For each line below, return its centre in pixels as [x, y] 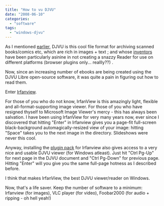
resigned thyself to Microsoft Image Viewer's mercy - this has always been [81, 112]
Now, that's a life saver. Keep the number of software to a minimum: [74, 188]
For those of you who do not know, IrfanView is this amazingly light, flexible [82, 101]
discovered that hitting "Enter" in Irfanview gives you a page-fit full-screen [81, 122]
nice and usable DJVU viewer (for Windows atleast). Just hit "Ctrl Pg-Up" [80, 153]
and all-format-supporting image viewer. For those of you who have [74, 107]
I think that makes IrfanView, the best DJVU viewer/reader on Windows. [78, 178]
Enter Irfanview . [21, 92]
